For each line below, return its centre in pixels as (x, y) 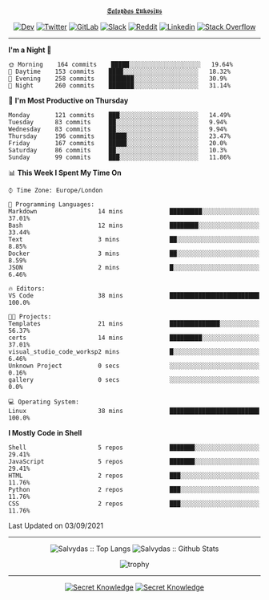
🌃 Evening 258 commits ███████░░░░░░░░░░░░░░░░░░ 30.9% (118, 79)
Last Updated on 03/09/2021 (56, 525)
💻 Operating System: (44, 402)
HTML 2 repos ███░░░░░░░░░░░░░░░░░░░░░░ (134, 476)
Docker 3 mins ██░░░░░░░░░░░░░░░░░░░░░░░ (134, 253)
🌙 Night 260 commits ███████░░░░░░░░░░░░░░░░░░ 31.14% (119, 86)
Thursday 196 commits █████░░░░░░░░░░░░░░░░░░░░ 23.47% (119, 136)
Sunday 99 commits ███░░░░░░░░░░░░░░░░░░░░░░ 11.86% (119, 157)
